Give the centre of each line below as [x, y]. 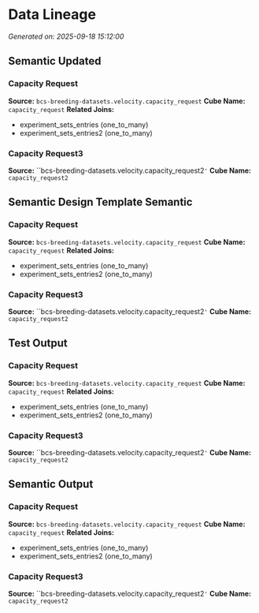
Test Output [38, 344]
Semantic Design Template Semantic [100, 202]
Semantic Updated [55, 61]
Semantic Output [51, 484]
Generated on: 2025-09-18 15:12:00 [66, 36]
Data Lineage [52, 15]
